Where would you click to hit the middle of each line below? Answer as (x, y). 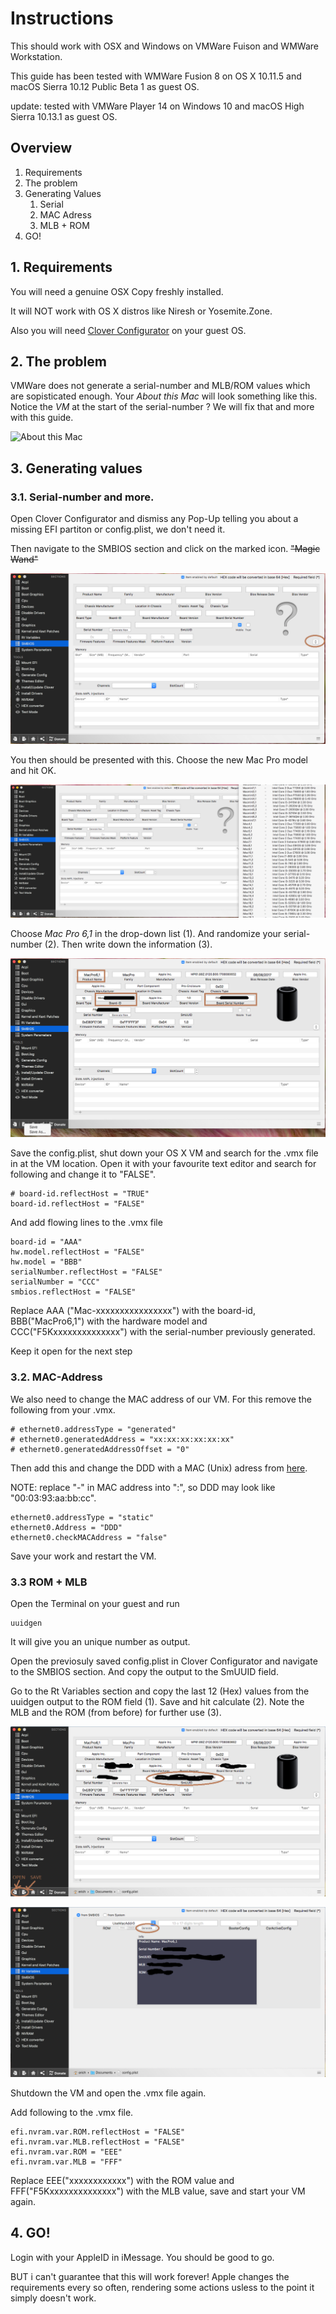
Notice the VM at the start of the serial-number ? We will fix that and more (162, 407)
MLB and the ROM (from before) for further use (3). (116, 1712)
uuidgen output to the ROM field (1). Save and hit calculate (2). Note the (157, 1701)
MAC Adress (65, 214)
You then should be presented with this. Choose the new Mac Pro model (159, 759)
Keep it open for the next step (71, 1351)
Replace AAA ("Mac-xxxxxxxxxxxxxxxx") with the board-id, (133, 1311)
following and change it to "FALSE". (83, 1174)
